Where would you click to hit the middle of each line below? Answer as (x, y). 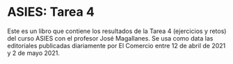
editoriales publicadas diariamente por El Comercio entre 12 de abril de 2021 (116, 45)
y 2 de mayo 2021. (34, 53)
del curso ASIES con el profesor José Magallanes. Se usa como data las (110, 38)
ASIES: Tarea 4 (51, 12)
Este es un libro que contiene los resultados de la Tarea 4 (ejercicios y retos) (117, 31)
